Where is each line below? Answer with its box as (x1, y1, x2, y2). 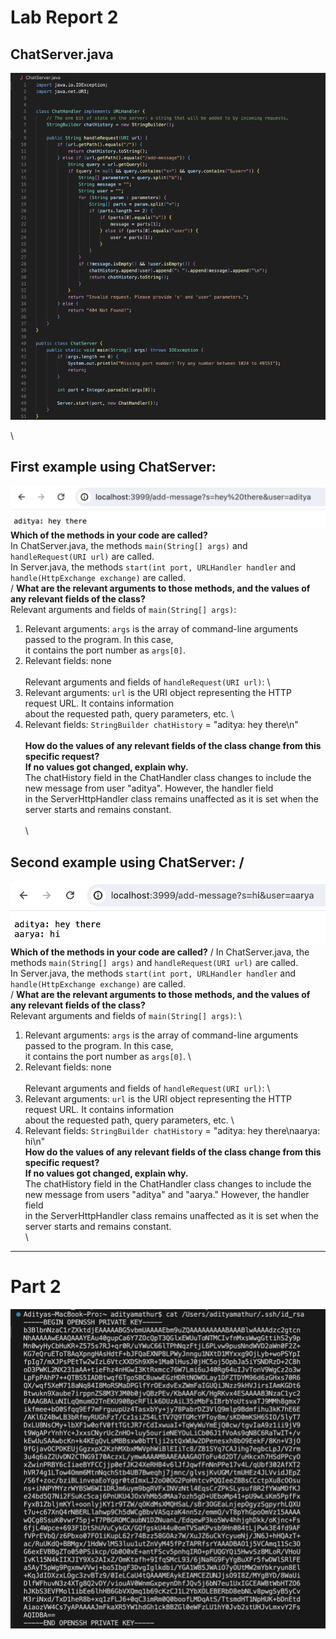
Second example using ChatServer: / (10, 854, 245, 871)
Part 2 (10, 1275, 62, 1298)
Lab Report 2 (10, 6, 119, 29)
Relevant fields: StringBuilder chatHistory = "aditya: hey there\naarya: (24, 1124, 321, 1136)
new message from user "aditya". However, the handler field (24, 782, 274, 795)
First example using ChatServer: (10, 459, 217, 476)
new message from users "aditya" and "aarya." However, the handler (24, 1188, 310, 1200)
